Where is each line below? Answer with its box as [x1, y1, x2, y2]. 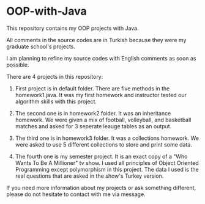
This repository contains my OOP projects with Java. [6, 24, 139, 32]
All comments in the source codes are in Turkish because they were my [6, 36, 187, 43]
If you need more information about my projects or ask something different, [6, 184, 196, 191]
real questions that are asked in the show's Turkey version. [15, 172, 164, 180]
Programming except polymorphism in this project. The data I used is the [15, 166, 199, 173]
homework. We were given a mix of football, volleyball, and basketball [15, 116, 192, 123]
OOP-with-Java [6, 4, 87, 18]
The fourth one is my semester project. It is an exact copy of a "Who [15, 153, 188, 160]
